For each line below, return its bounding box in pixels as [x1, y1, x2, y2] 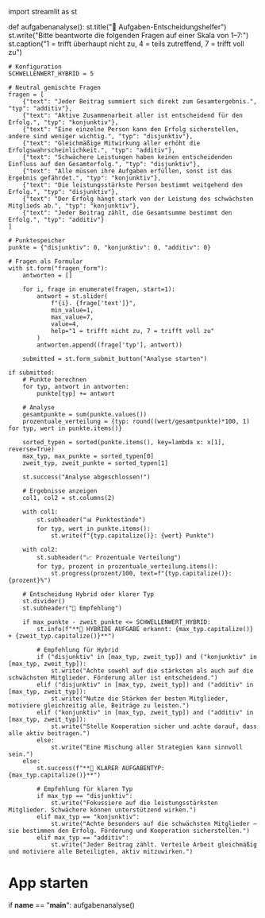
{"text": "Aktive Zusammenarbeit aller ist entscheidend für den [22, 111, 244, 119]
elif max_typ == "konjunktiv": [36, 813, 140, 821]
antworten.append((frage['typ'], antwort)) [36, 341, 182, 349]
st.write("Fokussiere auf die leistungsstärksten [50, 799, 218, 807]
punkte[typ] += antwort [36, 389, 115, 397]
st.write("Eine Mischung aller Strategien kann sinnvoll [50, 743, 244, 751]
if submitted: [8, 369, 56, 377]
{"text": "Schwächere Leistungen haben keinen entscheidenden [22, 153, 232, 161]
